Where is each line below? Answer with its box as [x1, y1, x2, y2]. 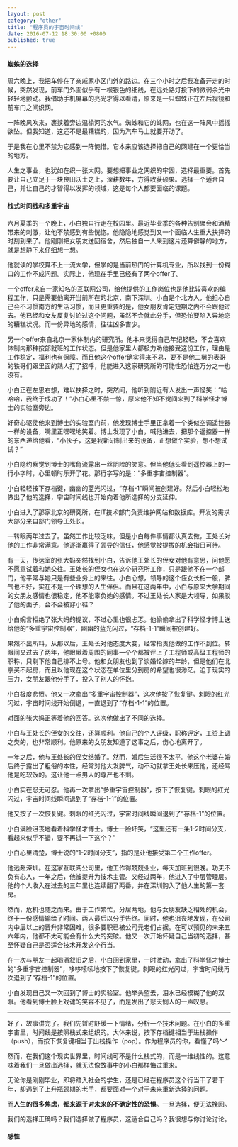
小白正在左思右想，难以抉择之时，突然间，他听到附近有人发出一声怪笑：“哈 [7, 385, 228, 394]
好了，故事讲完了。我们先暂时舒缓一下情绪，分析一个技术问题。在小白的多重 [7, 1019, 231, 1027]
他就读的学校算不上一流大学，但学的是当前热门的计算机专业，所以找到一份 [7, 260, 225, 269]
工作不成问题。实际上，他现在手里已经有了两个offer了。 [19, 269, 183, 277]
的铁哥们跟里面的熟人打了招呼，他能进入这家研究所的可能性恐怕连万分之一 [7, 361, 225, 370]
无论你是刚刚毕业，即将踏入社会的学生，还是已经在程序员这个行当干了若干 [7, 1075, 225, 1084]
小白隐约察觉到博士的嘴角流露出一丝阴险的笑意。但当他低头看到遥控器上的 [7, 460, 225, 468]
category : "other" [7, 17, 62, 24]
